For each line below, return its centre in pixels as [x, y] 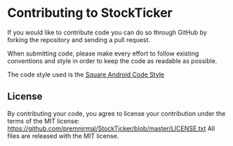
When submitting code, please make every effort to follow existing [103, 53]
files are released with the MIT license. [63, 135]
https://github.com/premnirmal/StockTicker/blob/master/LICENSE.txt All [111, 128]
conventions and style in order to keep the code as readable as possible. [112, 60]
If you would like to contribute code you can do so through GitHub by [107, 32]
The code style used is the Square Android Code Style [86, 74]
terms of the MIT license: [44, 121]
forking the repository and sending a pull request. [79, 39]
